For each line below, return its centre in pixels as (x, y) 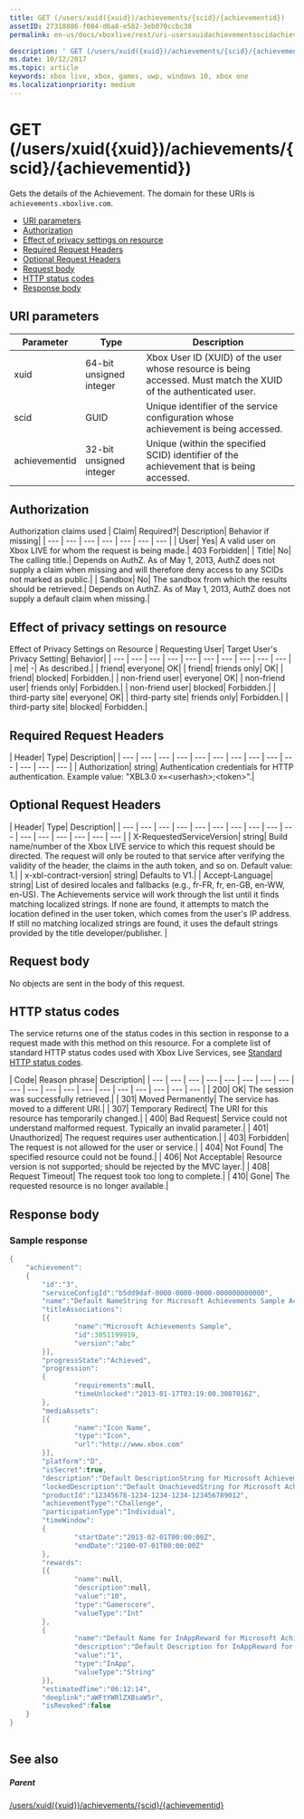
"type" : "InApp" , (104, 1664)
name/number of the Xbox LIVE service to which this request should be (142, 846)
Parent (23, 1782)
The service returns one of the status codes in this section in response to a (149, 1034)
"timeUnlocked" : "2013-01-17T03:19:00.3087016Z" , (167, 1394)
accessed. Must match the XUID (214, 380)
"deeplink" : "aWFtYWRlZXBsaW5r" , (103, 1697)
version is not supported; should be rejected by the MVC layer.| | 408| (139, 1167)
